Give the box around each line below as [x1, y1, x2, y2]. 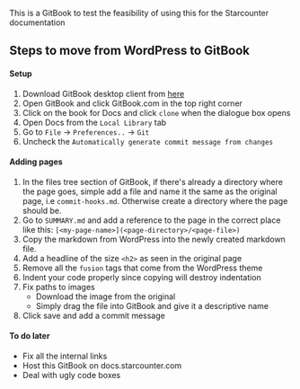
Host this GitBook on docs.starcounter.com [22, 360, 182, 371]
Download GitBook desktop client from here [22, 88, 185, 99]
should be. [22, 205, 62, 216]
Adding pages [9, 156, 63, 167]
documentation [9, 17, 66, 28]
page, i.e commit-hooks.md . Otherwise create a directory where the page [22, 195, 288, 206]
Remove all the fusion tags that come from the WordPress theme [22, 262, 263, 273]
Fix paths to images [22, 281, 96, 292]
